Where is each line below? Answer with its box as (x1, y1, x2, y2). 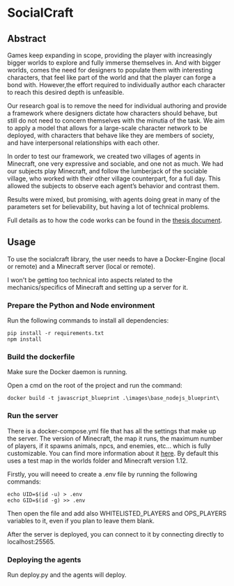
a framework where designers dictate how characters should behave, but (7, 109, 218, 117)
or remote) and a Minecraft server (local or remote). (7, 262, 155, 270)
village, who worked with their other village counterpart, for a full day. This (7, 174, 221, 183)
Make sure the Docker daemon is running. (7, 368, 127, 376)
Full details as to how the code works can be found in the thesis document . (7, 216, 223, 224)
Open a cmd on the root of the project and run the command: (7, 381, 182, 390)
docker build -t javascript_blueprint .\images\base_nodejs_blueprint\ (7, 395, 219, 402)
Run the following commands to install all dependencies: (7, 316, 169, 325)
